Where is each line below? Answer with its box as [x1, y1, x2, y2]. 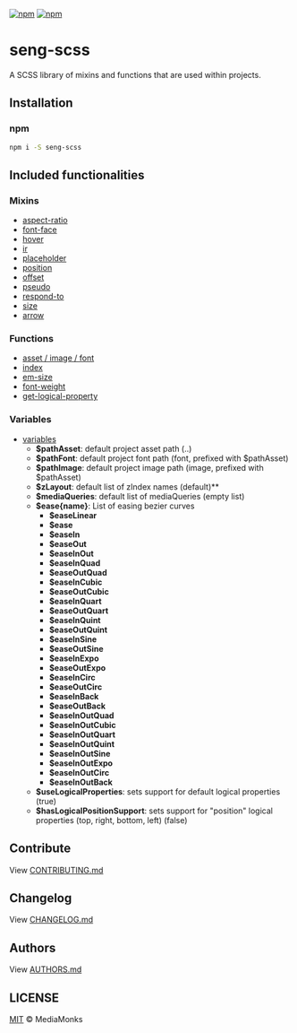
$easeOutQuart [48, 605, 109, 616]
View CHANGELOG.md [9, 915, 94, 925]
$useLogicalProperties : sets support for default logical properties [35, 786, 281, 797]
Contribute [9, 841, 72, 856]
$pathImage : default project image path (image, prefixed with [35, 462, 264, 473]
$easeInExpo [48, 653, 100, 664]
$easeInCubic [48, 577, 103, 587]
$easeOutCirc [48, 681, 103, 692]
